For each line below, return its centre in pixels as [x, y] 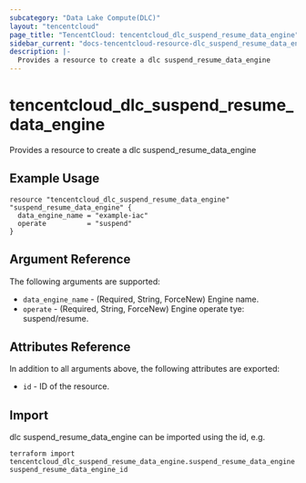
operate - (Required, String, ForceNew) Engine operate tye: [133, 308]
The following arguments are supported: [85, 281]
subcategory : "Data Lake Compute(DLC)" [85, 18]
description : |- [40, 52]
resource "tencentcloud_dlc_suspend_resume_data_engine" [120, 200]
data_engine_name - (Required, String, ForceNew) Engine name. [141, 299]
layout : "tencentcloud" [55, 26]
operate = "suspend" [75, 223]
